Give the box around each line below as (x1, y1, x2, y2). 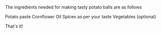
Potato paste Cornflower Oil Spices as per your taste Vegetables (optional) (5, 14, 157, 19)
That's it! (5, 23, 23, 29)
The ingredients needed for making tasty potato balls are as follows (5, 4, 142, 10)
